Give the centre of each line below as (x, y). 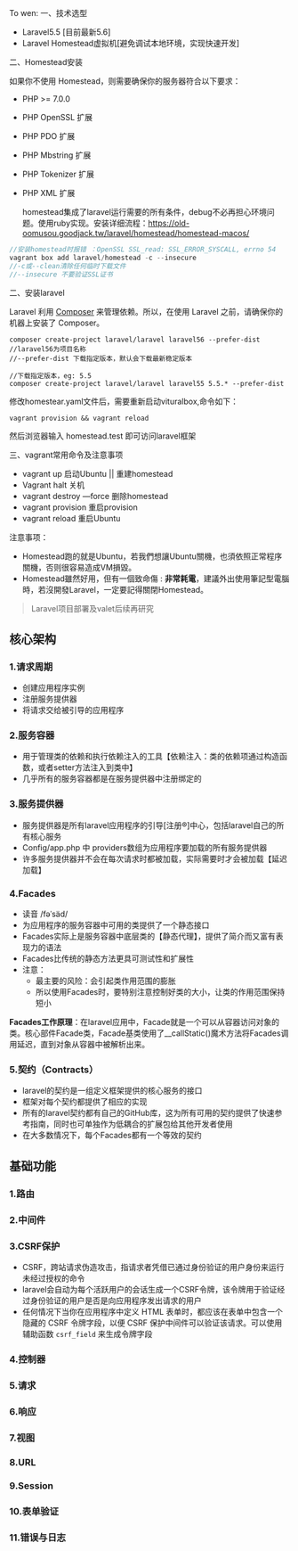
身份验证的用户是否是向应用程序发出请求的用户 (116, 1301)
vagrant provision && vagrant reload (79, 418)
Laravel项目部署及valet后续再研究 (92, 608)
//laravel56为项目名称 (48, 349)
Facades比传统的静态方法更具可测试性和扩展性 (108, 959)
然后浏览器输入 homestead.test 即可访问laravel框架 (103, 436)
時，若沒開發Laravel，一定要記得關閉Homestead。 (115, 589)
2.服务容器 (32, 735)
